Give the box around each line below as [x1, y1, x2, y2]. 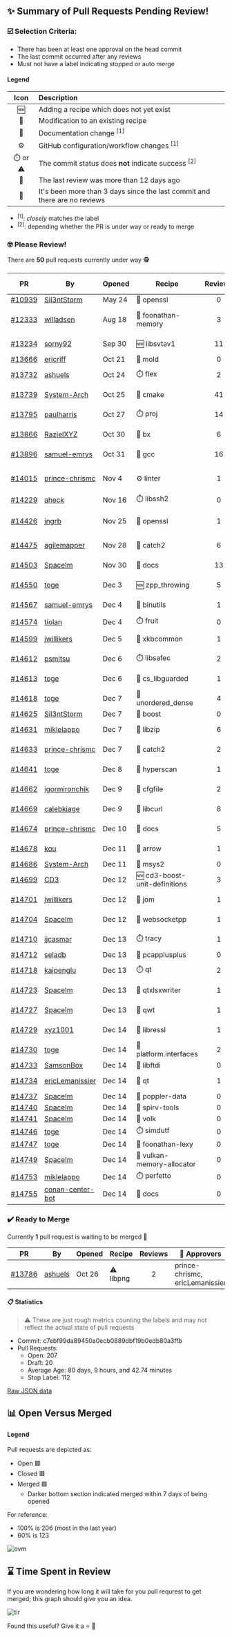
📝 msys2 [135, 860, 164, 869]
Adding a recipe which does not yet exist [38, 104, 171, 114]
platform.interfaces [135, 1049, 198, 1059]
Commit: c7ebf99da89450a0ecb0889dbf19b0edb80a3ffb [17, 1336, 183, 1345]
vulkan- [142, 1151, 169, 1161]
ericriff [44, 355, 66, 365]
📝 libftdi [135, 1060, 161, 1070]
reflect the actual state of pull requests [23, 1323, 135, 1331]
